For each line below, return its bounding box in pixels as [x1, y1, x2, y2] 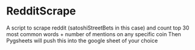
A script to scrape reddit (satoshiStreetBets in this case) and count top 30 [6, 24, 190, 31]
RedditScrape [6, 4, 77, 18]
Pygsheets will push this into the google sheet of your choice [6, 37, 158, 44]
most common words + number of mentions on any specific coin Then [6, 30, 181, 37]
